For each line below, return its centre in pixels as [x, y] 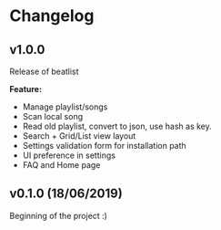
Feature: [26, 89]
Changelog [52, 16]
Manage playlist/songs [65, 107]
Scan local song [53, 116]
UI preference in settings [69, 155]
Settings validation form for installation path [104, 146]
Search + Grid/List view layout [79, 136]
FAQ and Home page [61, 165]
